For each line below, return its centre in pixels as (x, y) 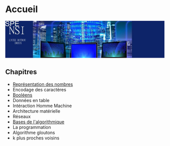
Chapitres (21, 72)
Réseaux (22, 116)
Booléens (23, 95)
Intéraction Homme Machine (42, 106)
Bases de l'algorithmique (38, 122)
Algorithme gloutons (34, 132)
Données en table (31, 100)
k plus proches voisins (36, 138)
